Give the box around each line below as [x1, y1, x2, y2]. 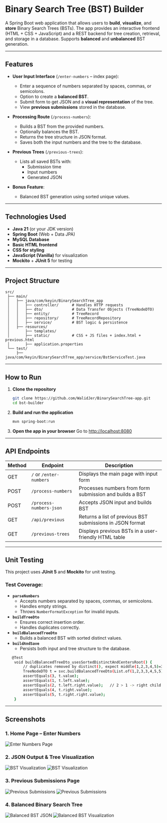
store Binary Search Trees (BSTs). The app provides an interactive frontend [5, 25, 160, 31]
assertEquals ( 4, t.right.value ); [23, 687, 92, 692]
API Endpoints [5, 447, 50, 456]
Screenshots [5, 715, 46, 724]
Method [7, 462, 27, 469]
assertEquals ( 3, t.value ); [23, 673, 79, 679]
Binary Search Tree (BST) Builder [5, 3, 144, 15]
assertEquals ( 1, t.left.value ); [23, 678, 90, 683]
